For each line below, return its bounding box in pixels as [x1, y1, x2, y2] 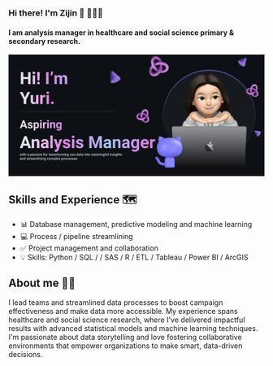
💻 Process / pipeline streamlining [19, 231, 133, 241]
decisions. [8, 350, 43, 359]
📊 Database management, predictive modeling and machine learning [19, 219, 253, 229]
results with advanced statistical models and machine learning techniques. [8, 324, 258, 333]
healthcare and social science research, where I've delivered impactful [8, 315, 245, 325]
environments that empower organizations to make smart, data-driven [8, 341, 243, 351]
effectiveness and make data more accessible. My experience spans [8, 307, 238, 316]
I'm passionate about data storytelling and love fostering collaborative [8, 333, 242, 342]
